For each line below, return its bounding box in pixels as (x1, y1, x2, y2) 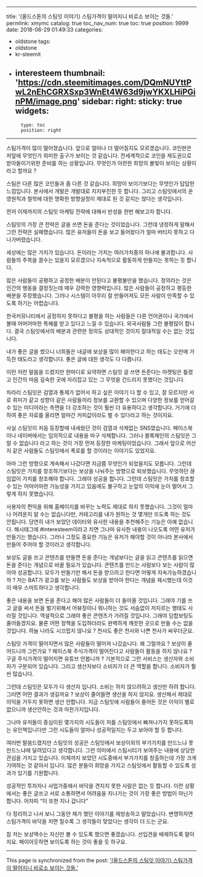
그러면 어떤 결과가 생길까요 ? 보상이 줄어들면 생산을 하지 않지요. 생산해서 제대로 (6, 691, 193, 698)
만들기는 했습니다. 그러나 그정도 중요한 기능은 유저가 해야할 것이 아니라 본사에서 (6, 533, 193, 540)
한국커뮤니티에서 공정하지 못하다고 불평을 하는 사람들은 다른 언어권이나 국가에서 (6, 312, 194, 320)
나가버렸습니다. (6, 235, 42, 243)
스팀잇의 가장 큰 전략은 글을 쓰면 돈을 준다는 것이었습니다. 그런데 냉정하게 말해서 (6, 220, 195, 228)
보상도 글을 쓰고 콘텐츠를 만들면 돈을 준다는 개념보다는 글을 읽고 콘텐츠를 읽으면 (6, 553, 193, 560)
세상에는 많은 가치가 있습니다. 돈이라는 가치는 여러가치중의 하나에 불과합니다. (6, 249, 187, 256)
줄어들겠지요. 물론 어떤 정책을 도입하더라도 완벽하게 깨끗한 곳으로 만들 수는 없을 (6, 619, 193, 626)
